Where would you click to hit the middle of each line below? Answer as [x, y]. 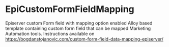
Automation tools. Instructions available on [50, 33]
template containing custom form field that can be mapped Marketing [78, 28]
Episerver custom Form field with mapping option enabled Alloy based [79, 23]
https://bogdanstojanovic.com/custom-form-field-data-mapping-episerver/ [84, 39]
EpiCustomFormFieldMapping [70, 9]
